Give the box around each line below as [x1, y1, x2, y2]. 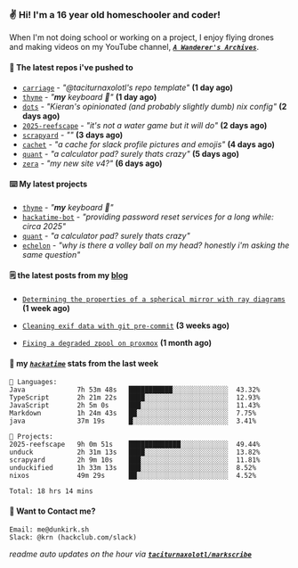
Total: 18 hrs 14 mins [9, 487, 93, 496]
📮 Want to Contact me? [9, 506, 96, 516]
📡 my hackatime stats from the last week [9, 358, 158, 368]
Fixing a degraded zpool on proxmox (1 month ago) [21, 337, 212, 348]
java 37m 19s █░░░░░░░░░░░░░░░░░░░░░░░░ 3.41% [9, 416, 256, 426]
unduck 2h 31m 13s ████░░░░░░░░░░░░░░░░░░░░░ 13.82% [9, 448, 261, 457]
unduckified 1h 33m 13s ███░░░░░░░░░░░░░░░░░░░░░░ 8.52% [9, 464, 256, 473]
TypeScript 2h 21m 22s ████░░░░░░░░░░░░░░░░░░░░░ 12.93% [9, 393, 261, 402]
